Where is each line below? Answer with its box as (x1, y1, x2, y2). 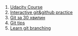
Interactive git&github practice (10, 9, 73, 15)
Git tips (10, 20, 25, 26)
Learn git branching (10, 25, 51, 31)
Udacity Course (10, 4, 43, 10)
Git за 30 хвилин (10, 15, 45, 20)
